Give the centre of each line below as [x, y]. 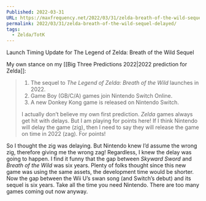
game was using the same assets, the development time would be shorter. [100, 172]
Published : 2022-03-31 [35, 12]
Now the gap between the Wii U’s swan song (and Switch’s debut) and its [99, 178]
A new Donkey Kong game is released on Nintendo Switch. [105, 103]
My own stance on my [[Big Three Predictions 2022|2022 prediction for [97, 65]
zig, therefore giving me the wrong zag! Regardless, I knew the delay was [99, 152]
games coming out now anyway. [47, 192]
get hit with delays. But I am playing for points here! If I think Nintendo [109, 121]
